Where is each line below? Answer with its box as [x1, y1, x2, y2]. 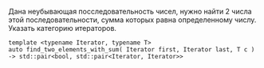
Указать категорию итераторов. [8, 24, 117, 32]
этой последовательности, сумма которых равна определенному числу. [8, 15, 257, 25]
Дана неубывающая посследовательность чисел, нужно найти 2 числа [8, 7, 253, 16]
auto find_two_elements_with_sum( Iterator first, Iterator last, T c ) [8, 46, 255, 54]
